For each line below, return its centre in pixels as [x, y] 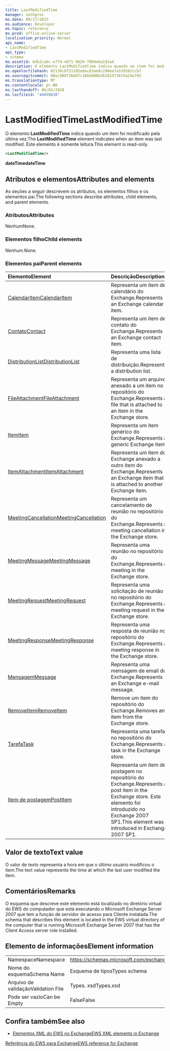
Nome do [19, 968]
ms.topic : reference [27, 29]
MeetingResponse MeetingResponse [51, 640]
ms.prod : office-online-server [38, 33]
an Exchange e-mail [135, 683]
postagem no [126, 771]
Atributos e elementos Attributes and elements [80, 179]
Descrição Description [138, 276]
